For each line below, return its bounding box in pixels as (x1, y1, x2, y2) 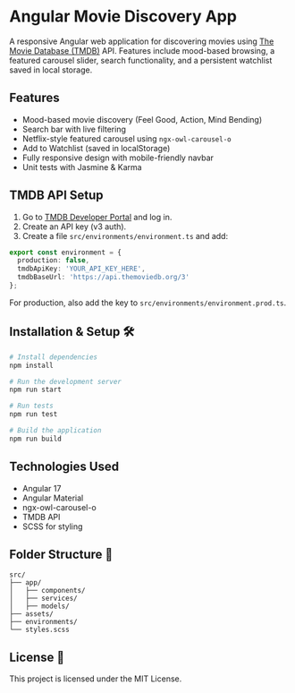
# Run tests (9, 401, 54, 411)
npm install (9, 361, 54, 370)
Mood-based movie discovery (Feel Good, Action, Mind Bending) (21, 114, 262, 124)
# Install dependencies (9, 352, 98, 362)
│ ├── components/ (9, 586, 87, 595)
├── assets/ (9, 610, 54, 619)
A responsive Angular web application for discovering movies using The (9, 36, 274, 47)
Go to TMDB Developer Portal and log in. (21, 211, 173, 222)
